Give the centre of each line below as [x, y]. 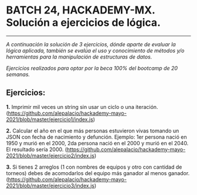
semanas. [18, 74]
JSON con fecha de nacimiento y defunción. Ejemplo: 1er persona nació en [96, 137]
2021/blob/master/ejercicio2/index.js [50, 155]
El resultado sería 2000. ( [37, 149]
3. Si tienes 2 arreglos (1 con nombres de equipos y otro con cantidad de [94, 167]
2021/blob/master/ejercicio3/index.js [50, 186]
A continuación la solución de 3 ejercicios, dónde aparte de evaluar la [91, 44]
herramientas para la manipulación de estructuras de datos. [79, 57]
